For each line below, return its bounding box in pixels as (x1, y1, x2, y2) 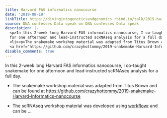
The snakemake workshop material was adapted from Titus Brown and (12, 82, 158, 88)
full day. (5, 73, 21, 79)
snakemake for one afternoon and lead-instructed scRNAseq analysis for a (5, 67, 158, 73)
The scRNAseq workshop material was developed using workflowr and (12, 103, 158, 109)
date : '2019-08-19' (5, 12, 46, 17)
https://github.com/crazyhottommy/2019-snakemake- (46, 88, 156, 94)
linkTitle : (5, 16, 28, 21)
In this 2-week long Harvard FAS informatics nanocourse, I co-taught (5, 62, 147, 68)
